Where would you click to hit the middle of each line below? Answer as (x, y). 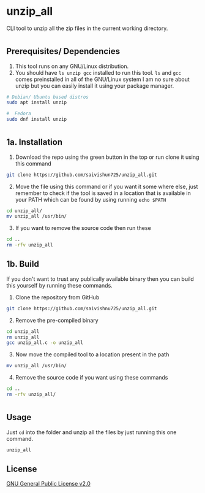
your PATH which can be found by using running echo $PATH (91, 199)
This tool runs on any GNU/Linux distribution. (72, 66)
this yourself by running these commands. (60, 285)
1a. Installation (35, 142)
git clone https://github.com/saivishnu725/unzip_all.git (82, 308)
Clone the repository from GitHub (57, 297)
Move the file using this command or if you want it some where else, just (106, 186)
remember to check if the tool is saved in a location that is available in (103, 193)
